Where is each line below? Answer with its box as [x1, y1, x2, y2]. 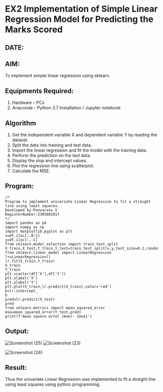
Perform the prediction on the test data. [12, 153, 91, 158]
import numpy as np [5, 224, 45, 229]
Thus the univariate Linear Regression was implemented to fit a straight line [5, 376, 156, 382]
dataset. [12, 137, 29, 143]
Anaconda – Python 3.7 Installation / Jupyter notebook [12, 105, 121, 111]
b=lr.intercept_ [5, 288, 38, 293]
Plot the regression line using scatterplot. [12, 163, 95, 169]
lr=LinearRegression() [5, 254, 51, 259]
